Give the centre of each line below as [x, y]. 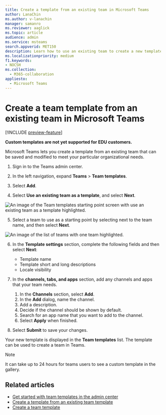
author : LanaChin [23, 14]
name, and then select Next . [41, 225]
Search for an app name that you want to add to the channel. [82, 315]
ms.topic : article [24, 33]
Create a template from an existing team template [62, 402]
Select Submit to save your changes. [50, 330]
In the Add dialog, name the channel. [57, 299]
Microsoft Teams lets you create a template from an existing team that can [81, 151]
